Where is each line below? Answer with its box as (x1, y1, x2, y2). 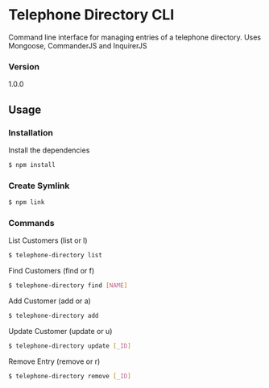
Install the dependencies (8, 145, 90, 155)
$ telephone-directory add (8, 312, 99, 320)
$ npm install (8, 161, 56, 169)
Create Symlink (8, 180, 70, 191)
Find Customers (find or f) (8, 266, 95, 276)
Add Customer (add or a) (8, 296, 91, 306)
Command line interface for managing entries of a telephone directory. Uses (8, 32, 262, 42)
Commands (8, 217, 55, 228)
